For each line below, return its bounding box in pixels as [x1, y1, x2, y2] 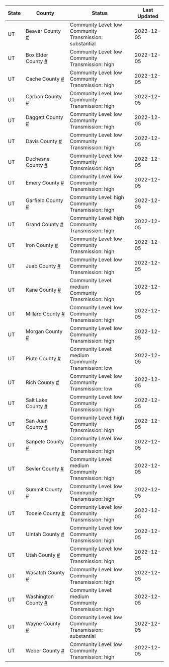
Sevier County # [25, 465, 64, 472]
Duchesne [25, 156, 50, 162]
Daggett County [25, 114, 63, 120]
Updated [137, 13, 158, 20]
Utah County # [25, 552, 60, 558]
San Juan [25, 418, 48, 424]
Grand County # [25, 221, 64, 228]
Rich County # [25, 379, 59, 386]
